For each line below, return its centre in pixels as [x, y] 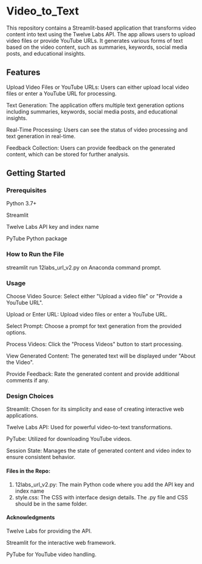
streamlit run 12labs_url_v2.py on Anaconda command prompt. [84, 268]
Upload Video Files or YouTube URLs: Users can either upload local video [98, 87]
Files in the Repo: [28, 471]
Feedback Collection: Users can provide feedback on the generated [91, 148]
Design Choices [30, 396]
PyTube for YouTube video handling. [51, 554]
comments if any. [28, 380]
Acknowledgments [31, 518]
